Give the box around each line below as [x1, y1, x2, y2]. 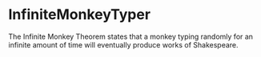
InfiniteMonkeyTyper [8, 6, 151, 24]
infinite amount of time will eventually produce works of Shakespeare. [8, 40, 239, 49]
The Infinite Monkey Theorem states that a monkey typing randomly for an [8, 32, 254, 41]
